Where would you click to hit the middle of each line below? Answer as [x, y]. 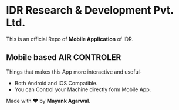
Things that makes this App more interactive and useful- [74, 72]
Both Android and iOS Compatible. [56, 83]
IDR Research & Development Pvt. [90, 10]
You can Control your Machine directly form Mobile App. [83, 89]
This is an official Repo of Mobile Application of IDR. [70, 39]
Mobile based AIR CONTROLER [64, 57]
